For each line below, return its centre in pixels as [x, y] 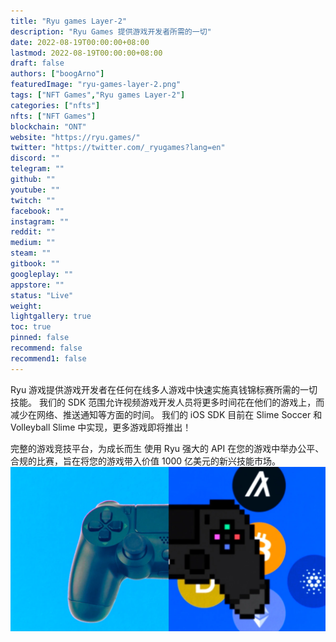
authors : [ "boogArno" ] [57, 74]
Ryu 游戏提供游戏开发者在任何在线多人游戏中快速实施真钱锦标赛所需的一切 [164, 389]
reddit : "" [33, 232]
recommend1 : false [48, 358]
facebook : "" [37, 211]
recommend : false [46, 348]
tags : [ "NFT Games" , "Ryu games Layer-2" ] [98, 95]
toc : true [31, 327]
